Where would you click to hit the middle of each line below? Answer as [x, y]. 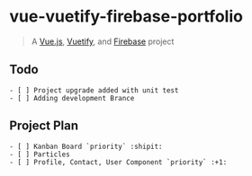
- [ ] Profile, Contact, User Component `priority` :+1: [118, 162]
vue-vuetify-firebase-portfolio [126, 17]
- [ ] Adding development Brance [72, 98]
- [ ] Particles [40, 154]
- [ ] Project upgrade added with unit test [94, 90]
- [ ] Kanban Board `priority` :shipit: [86, 146]
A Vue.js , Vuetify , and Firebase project [103, 41]
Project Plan [44, 126]
